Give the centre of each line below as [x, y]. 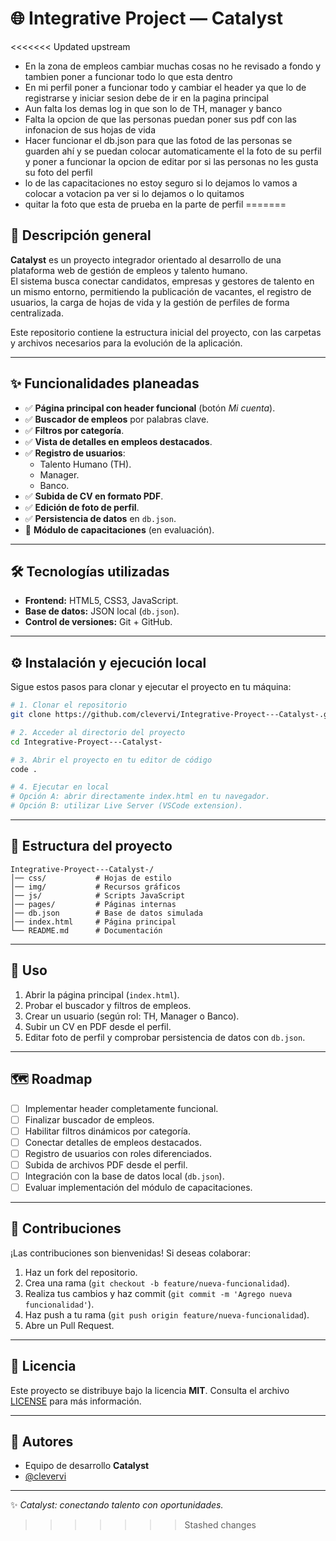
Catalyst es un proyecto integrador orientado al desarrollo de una [146, 259]
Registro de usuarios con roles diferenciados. [118, 1153]
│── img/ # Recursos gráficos [96, 887]
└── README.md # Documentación [86, 930]
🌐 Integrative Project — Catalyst [146, 18]
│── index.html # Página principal [93, 922]
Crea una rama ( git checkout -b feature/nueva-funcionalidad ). [157, 1283]
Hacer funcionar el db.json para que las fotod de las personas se [158, 140]
